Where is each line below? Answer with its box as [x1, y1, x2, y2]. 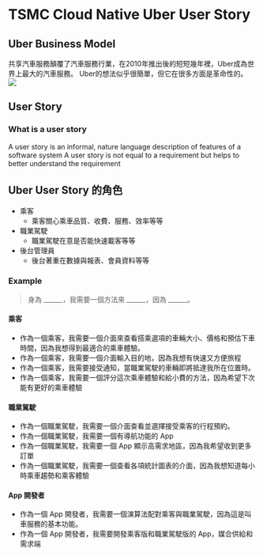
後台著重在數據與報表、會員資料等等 [31, 255, 150, 265]
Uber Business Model [8, 37, 116, 51]
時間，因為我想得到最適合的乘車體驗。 [19, 343, 145, 353]
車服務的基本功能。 [19, 520, 83, 529]
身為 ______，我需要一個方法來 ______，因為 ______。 [27, 294, 195, 304]
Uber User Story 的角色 [8, 183, 123, 197]
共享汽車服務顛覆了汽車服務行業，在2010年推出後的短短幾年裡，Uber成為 [8, 59, 248, 68]
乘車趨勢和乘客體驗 [26, 471, 89, 480]
